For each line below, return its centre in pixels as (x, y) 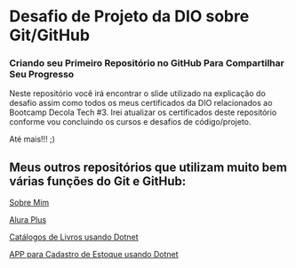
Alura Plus (28, 220)
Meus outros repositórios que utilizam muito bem (148, 167)
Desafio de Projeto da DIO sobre (129, 16)
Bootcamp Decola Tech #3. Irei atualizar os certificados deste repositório (143, 112)
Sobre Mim (29, 203)
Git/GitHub (50, 35)
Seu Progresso (42, 75)
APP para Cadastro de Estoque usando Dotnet (94, 255)
